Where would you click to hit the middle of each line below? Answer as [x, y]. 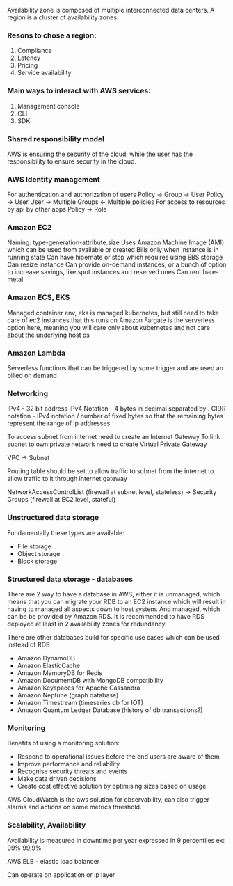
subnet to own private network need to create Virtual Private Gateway [107, 444]
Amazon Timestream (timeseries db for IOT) [80, 702]
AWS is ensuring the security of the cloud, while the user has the [100, 154]
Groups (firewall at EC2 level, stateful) [62, 500]
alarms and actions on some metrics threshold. [74, 807]
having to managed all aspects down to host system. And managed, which [114, 609]
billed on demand [32, 376]
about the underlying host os [49, 335]
